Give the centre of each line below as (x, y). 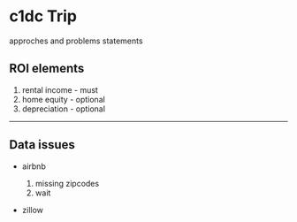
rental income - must (60, 89)
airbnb (34, 166)
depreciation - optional (64, 109)
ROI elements (47, 69)
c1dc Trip (43, 16)
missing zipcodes (67, 183)
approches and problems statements (76, 41)
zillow (33, 210)
